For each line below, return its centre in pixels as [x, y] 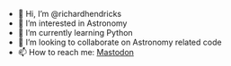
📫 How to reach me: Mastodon [76, 52]
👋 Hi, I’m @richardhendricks [70, 14]
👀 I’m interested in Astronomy [72, 23]
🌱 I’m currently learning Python [75, 33]
